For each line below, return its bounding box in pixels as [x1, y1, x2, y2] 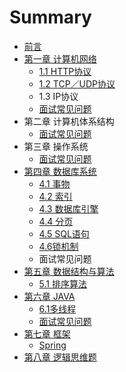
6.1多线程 [38, 302, 77, 315]
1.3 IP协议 [38, 90, 79, 102]
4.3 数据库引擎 [38, 202, 99, 215]
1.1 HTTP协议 [38, 65, 92, 77]
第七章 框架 [23, 327, 71, 340]
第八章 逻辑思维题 [23, 351, 97, 363]
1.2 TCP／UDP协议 [38, 77, 116, 90]
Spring [38, 339, 67, 351]
